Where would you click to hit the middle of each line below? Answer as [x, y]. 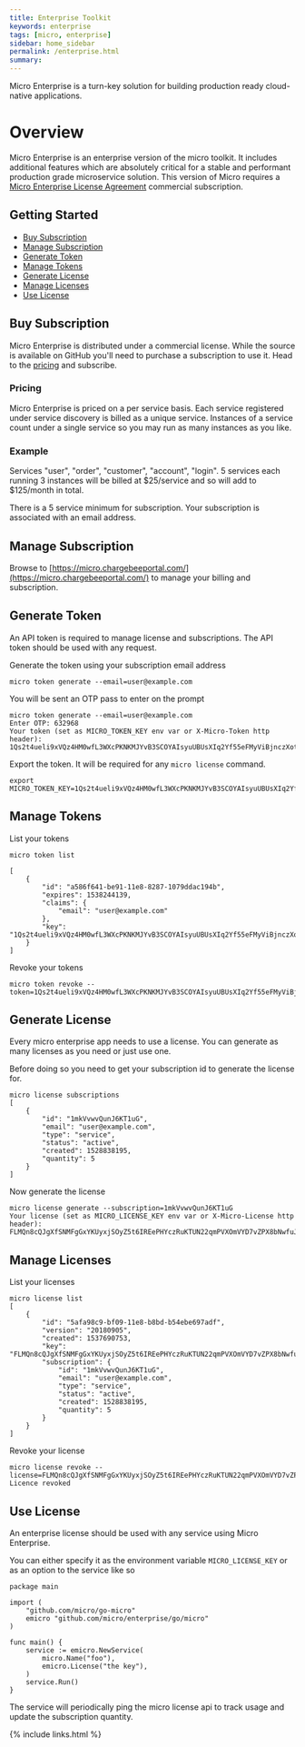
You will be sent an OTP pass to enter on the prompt [107, 698]
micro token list [42, 855]
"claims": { [65, 903]
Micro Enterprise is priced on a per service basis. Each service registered [147, 408]
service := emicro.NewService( [85, 1651]
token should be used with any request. [83, 648]
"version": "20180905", [87, 1330]
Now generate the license [58, 1191]
